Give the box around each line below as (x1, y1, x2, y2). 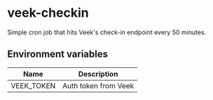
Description (78, 69, 118, 78)
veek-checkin (7, 5, 89, 21)
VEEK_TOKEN (11, 80, 56, 90)
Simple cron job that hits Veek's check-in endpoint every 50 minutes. (7, 28, 207, 36)
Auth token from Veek (62, 80, 135, 90)
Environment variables (7, 48, 109, 60)
